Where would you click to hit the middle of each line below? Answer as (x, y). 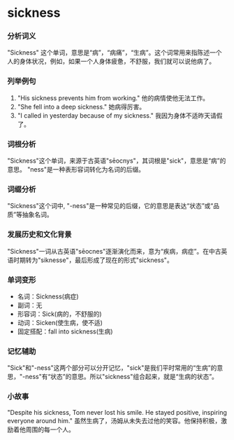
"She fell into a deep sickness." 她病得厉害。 (81, 106)
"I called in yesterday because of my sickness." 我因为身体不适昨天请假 (120, 115)
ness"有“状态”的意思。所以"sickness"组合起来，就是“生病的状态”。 (122, 377)
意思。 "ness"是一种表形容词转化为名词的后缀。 (76, 170)
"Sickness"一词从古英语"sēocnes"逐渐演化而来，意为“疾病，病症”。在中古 (114, 251)
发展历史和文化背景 (39, 235)
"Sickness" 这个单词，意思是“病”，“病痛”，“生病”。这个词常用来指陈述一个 (115, 53)
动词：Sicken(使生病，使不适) (60, 322)
